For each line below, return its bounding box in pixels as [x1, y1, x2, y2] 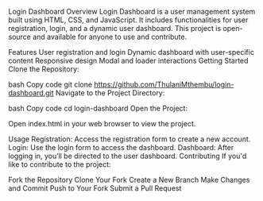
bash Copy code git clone [8, 79, 93, 89]
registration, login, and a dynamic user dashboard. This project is [8, 24, 222, 33]
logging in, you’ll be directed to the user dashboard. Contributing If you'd [8, 151, 247, 160]
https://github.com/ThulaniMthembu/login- [94, 79, 234, 89]
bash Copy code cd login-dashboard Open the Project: [8, 103, 188, 113]
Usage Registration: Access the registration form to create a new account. [8, 134, 251, 144]
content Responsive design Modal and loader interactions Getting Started [8, 56, 249, 65]
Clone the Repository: [8, 64, 79, 74]
